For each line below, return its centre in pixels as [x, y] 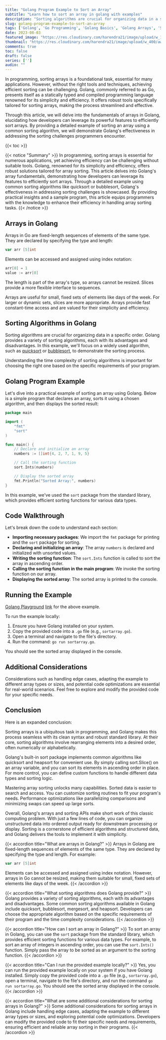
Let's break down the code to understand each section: [62, 527]
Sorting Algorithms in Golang [51, 323]
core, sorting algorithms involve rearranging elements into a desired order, [81, 742]
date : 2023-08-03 [23, 33]
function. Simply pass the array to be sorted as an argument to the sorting [81, 950]
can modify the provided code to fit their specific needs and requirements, [81, 1022]
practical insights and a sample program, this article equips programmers [80, 197]
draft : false [19, 56]
